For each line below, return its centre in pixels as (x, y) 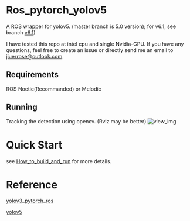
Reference (32, 184)
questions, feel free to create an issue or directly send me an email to (90, 50)
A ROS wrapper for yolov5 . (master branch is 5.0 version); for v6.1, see (91, 26)
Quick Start (34, 145)
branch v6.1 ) (21, 32)
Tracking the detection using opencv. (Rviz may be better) (76, 121)
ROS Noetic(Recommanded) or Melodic (54, 89)
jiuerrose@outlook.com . (35, 56)
